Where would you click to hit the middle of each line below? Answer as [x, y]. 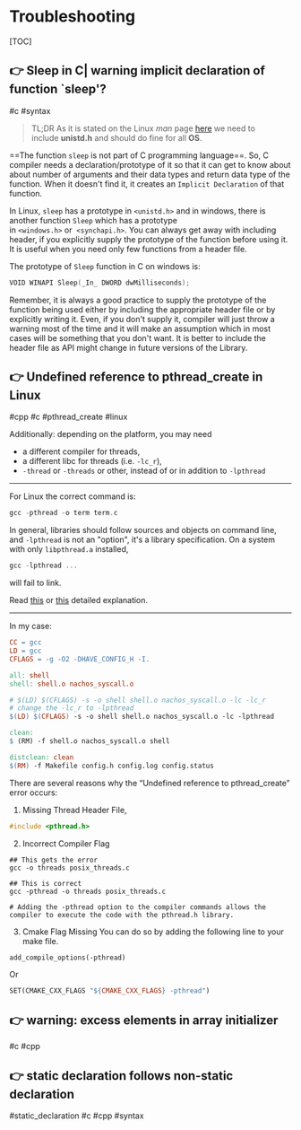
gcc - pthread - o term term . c [64, 513]
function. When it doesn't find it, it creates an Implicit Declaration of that [147, 184]
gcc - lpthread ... [43, 566]
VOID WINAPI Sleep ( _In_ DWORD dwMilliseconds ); [100, 283]
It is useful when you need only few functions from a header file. [129, 249]
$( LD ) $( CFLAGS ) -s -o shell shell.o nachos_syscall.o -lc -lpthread [142, 717]
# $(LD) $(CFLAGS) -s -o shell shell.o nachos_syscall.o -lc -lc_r [138, 700]
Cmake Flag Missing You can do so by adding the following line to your [153, 932]
